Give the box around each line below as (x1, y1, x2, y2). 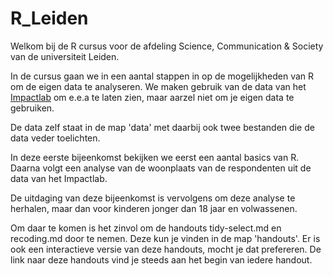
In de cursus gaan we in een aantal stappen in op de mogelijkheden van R (10, 70, 315, 82)
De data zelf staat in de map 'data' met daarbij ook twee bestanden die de (10, 121, 315, 133)
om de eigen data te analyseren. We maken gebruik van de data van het (10, 80, 307, 92)
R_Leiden (10, 7, 89, 30)
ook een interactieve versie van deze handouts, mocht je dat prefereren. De (10, 243, 322, 255)
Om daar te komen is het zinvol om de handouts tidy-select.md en (10, 222, 282, 234)
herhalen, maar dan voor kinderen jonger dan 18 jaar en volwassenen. (10, 202, 298, 214)
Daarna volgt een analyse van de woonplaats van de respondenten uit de (10, 162, 312, 174)
